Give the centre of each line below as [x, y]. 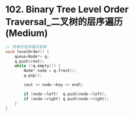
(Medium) [27, 33]
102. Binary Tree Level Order [67, 9]
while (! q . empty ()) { [37, 66]
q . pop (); [33, 75]
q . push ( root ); [30, 61]
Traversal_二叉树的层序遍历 [64, 22]
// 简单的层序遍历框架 [26, 47]
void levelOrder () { [27, 52]
